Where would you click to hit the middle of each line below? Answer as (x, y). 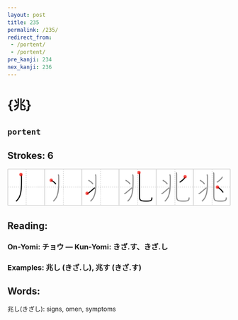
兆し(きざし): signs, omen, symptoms (62, 309)
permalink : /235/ (33, 30)
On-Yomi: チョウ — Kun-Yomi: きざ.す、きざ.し (88, 247)
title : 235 (23, 22)
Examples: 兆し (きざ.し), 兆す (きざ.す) (74, 268)
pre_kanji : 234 (30, 60)
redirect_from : (30, 37)
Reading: (28, 226)
